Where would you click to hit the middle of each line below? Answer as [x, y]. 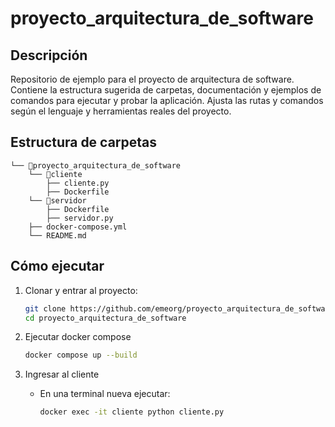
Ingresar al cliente [62, 374]
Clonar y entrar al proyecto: [81, 290]
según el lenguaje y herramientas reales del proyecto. [121, 111]
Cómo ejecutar [57, 266]
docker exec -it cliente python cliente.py [132, 412]
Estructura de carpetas [84, 142]
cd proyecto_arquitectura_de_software [105, 318]
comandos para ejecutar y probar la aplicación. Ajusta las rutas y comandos [167, 100]
